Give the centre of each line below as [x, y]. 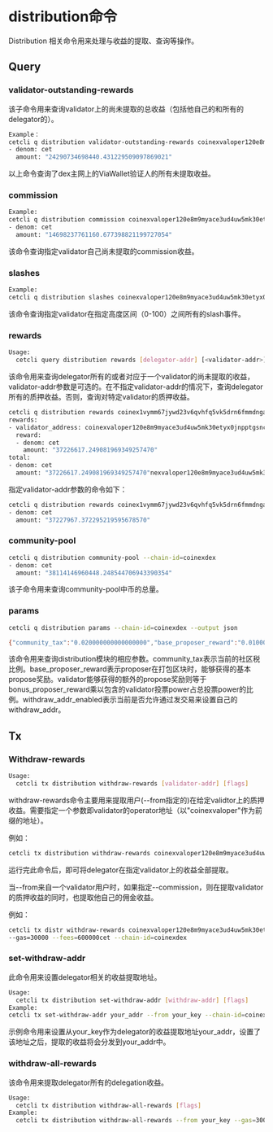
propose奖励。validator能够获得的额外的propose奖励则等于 [108, 680]
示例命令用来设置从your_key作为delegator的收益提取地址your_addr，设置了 [135, 1032]
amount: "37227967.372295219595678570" [83, 520]
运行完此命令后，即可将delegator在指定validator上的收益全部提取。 [121, 870]
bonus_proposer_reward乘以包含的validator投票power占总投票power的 [127, 689]
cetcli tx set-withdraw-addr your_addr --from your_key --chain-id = [127, 1015]
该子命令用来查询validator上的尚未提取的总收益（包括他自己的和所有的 [126, 109]
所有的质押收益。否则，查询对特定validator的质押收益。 [101, 397]
